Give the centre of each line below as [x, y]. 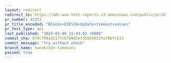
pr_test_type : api [24, 29]
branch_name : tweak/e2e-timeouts [40, 48]
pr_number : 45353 [23, 19]
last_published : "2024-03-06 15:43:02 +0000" [54, 34]
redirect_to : [19, 15]
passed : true [19, 52]
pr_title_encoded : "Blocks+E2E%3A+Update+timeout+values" [68, 24]
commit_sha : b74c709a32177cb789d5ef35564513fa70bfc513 [64, 39]
